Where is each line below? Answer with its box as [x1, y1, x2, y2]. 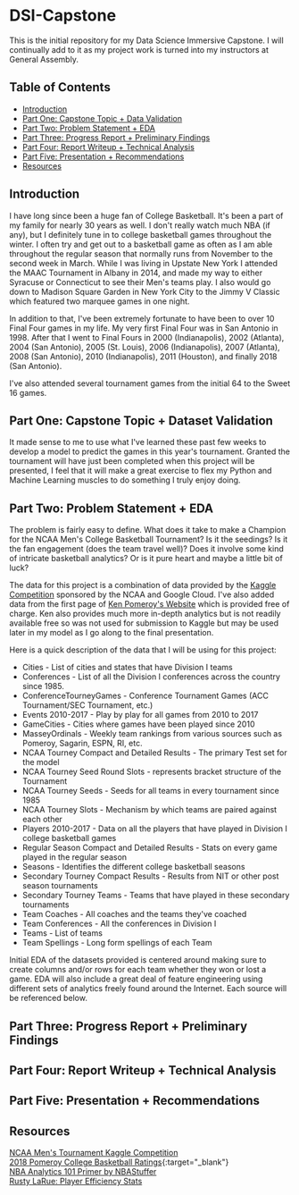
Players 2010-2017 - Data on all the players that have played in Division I [21, 823, 288, 834]
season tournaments [21, 880, 98, 891]
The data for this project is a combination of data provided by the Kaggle [9, 580, 277, 591]
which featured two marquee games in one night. [9, 296, 190, 307]
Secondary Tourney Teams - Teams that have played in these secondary [21, 890, 290, 901]
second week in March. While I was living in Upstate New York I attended [9, 257, 278, 268]
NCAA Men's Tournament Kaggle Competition [9, 1148, 179, 1158]
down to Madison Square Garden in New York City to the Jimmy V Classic [9, 286, 280, 297]
